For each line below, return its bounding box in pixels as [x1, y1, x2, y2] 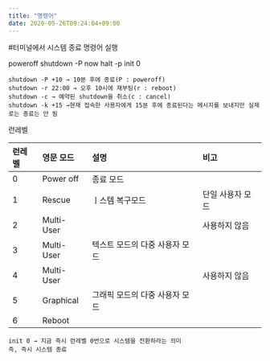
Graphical [42, 294, 79, 306]
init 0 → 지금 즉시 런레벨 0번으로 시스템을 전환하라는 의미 [8, 337, 182, 345]
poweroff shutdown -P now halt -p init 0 [8, 58, 141, 68]
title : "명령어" [8, 11, 58, 20]
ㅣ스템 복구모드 [92, 195, 146, 206]
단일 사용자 [202, 188, 243, 199]
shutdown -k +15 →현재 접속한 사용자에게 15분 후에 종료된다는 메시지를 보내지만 [8, 101, 245, 109]
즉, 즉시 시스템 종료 [8, 345, 67, 354]
